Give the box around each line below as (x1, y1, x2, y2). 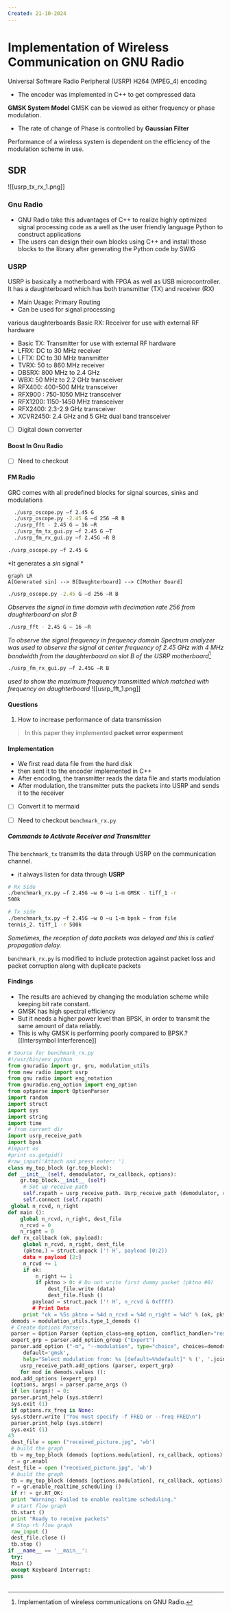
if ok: (23, 1266, 42, 1273)
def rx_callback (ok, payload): (10, 1235, 104, 1242)
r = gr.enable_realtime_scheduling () (10, 1483, 122, 1490)
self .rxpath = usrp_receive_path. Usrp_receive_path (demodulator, (23, 1190, 220, 1197)
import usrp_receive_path (8, 1133, 82, 1139)
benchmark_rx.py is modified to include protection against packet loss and (8, 954, 215, 962)
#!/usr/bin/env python (8, 1056, 73, 1063)
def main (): (8, 1209, 45, 1216)
